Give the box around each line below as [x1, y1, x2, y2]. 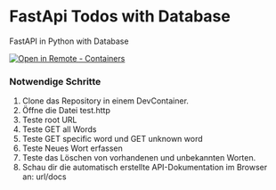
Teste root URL [21, 114, 77, 126]
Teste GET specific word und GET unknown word [21, 134, 203, 145]
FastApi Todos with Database [9, 6, 231, 27]
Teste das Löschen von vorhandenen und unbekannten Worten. [21, 153, 256, 163]
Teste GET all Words [21, 124, 97, 135]
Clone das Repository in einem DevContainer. [21, 95, 190, 106]
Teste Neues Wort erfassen [21, 143, 123, 153]
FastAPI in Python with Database [9, 36, 129, 46]
